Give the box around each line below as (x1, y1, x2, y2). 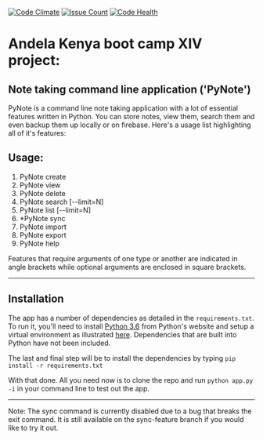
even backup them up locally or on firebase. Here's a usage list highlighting (8, 120, 252, 129)
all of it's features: (8, 129, 67, 137)
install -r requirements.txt (8, 362, 103, 369)
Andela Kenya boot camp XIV (8, 35, 203, 53)
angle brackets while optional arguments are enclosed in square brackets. (8, 262, 247, 271)
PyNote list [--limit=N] (19, 205, 92, 215)
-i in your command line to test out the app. (8, 384, 150, 393)
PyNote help (19, 238, 60, 248)
